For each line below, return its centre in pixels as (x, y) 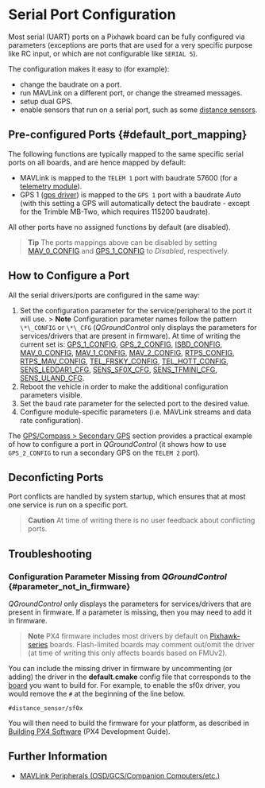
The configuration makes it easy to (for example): (89, 68)
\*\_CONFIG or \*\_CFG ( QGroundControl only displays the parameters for (138, 327)
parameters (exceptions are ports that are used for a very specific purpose (131, 45)
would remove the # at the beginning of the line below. (97, 694)
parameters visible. (51, 394)
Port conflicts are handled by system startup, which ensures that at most (127, 497)
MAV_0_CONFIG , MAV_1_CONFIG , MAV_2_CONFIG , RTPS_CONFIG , (127, 352)
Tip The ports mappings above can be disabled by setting (122, 242)
